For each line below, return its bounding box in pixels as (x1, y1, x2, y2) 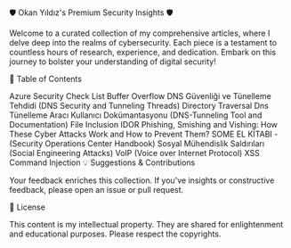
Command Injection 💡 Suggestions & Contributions (9, 157, 196, 168)
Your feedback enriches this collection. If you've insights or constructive (9, 175, 275, 186)
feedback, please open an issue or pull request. (9, 185, 184, 194)
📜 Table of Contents (9, 74, 83, 84)
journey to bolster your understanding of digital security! (9, 56, 216, 67)
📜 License (9, 202, 46, 212)
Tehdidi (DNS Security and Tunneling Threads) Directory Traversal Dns (9, 101, 269, 111)
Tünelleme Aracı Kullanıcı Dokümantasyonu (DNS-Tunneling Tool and (9, 110, 263, 120)
